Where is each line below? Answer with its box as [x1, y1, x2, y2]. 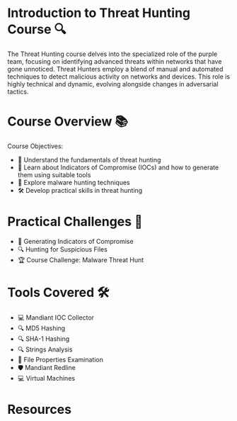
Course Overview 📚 [7, 113, 129, 130]
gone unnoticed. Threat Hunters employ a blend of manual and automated [7, 64, 224, 73]
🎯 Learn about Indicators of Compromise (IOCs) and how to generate [17, 163, 219, 172]
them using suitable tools [17, 170, 91, 179]
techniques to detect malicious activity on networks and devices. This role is [7, 72, 231, 81]
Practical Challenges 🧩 [7, 214, 143, 230]
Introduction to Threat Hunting [7, 5, 191, 21]
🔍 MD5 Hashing [17, 324, 66, 332]
